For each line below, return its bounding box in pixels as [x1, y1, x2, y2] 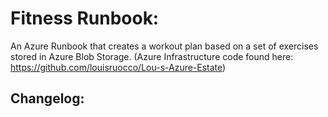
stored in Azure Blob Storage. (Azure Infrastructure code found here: [10, 50, 294, 62]
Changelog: [10, 90, 85, 107]
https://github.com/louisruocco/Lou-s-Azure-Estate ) [10, 61, 227, 73]
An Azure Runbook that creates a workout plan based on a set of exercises [10, 40, 319, 52]
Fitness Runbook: [10, 7, 160, 30]
